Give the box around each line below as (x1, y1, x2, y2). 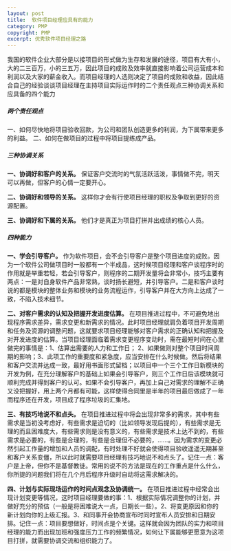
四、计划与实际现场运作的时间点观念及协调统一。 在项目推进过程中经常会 (7, 485, 214, 493)
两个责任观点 (7, 107, 43, 115)
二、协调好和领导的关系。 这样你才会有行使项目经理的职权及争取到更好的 (7, 193, 214, 202)
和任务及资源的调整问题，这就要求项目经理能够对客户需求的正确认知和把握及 (7, 327, 224, 335)
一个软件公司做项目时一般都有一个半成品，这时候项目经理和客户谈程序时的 (12, 261, 224, 269)
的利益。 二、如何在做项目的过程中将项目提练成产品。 (7, 134, 159, 142)
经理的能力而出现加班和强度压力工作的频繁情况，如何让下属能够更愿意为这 (7, 528, 218, 537)
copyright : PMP (7, 29, 51, 36)
